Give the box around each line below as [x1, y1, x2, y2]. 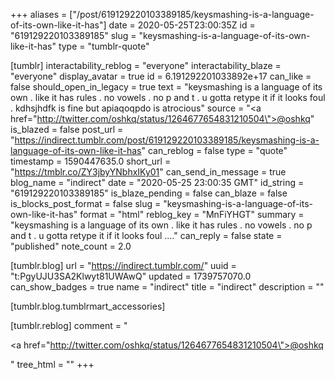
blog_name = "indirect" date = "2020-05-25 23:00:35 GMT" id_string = [10, 177, 305, 188]
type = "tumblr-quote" [58, 40, 150, 52]
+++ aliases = [10, 9, 68, 20]
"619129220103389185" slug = [10, 30, 137, 41]
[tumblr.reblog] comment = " [10, 320, 128, 331]
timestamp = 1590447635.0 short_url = [10, 155, 172, 167]
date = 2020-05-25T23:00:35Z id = [108, 19, 256, 31]
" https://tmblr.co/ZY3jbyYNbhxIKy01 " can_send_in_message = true [10, 166, 287, 178]
